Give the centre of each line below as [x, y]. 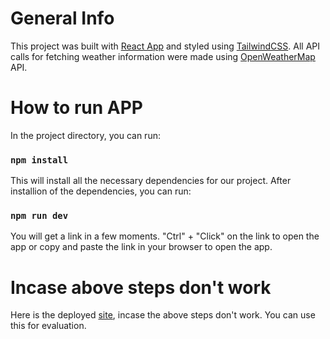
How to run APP [77, 108]
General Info [62, 18]
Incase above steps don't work [141, 287]
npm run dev [39, 216]
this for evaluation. [48, 326]
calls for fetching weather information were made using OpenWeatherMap [163, 56]
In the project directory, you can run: [85, 135]
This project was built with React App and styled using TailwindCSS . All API [165, 46]
